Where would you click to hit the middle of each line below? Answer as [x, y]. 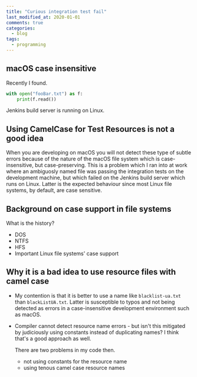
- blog [19, 34]
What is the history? [30, 223]
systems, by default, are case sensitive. [54, 191]
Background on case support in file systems [89, 209]
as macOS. [28, 314]
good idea [25, 138]
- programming [29, 45]
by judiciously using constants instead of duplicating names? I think [97, 332]
